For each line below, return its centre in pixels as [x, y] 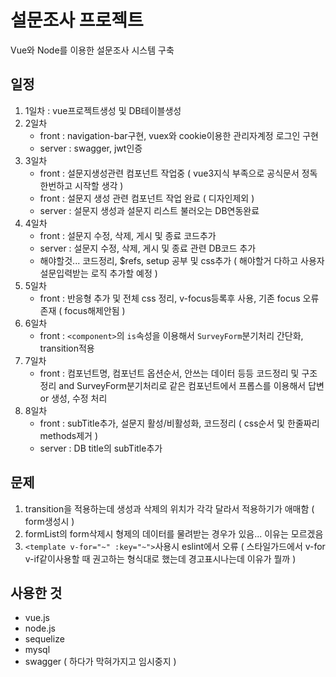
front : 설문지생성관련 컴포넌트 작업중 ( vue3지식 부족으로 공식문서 [169, 173]
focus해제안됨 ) [95, 310]
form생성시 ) [49, 521]
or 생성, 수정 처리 [73, 398]
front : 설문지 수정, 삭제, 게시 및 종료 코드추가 [128, 235]
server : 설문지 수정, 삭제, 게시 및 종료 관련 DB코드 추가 [148, 248]
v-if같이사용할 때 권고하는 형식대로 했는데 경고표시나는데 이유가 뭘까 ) [160, 558]
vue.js [37, 618]
